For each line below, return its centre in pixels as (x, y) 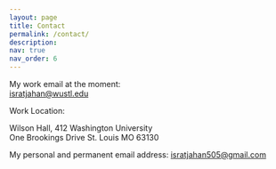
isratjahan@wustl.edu (49, 93)
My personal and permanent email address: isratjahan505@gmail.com (138, 155)
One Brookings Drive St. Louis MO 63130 (84, 137)
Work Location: (37, 111)
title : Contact (37, 26)
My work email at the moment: (65, 84)
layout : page (33, 17)
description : (33, 42)
